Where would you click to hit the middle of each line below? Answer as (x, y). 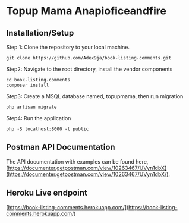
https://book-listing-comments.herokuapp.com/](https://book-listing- (93, 207)
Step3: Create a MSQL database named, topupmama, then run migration (95, 96)
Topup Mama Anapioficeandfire (86, 11)
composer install (28, 85)
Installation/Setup (40, 33)
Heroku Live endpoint (47, 193)
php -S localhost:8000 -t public (48, 129)
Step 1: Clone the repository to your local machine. (68, 47)
